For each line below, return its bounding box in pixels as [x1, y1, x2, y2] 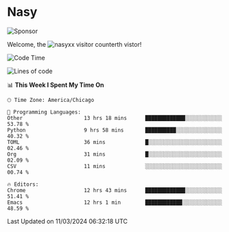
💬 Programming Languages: [7, 108, 81, 116]
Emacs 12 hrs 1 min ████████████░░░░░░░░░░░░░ [7, 199, 223, 206]
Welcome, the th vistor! [7, 40, 142, 48]
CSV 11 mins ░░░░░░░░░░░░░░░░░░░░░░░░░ [7, 162, 223, 169]
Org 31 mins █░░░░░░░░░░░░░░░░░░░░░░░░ [7, 151, 223, 158]
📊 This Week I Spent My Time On [7, 81, 104, 89]
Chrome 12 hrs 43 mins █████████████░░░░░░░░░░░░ [7, 187, 223, 193]
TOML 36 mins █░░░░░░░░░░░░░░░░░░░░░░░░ [7, 138, 223, 145]
